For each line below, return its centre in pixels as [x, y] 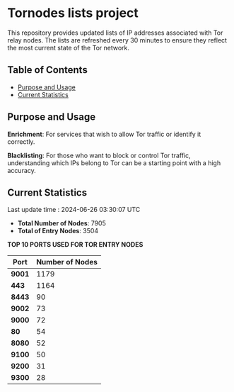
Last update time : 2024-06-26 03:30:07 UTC [74, 210]
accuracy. [22, 170]
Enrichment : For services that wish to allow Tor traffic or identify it [104, 134]
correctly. [21, 141]
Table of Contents [48, 70]
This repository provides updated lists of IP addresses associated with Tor [115, 33]
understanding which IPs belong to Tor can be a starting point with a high [114, 163]
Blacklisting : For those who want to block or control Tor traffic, [99, 155]
